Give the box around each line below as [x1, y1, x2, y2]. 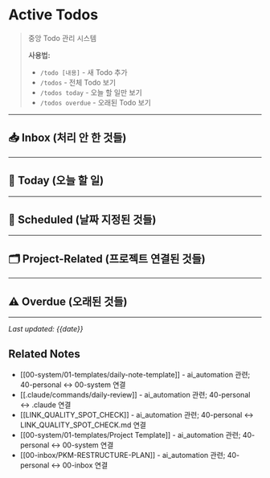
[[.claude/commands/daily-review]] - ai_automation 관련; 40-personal [19, 389, 251, 399]
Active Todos [8, 6, 99, 24]
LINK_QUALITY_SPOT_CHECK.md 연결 [19, 420, 147, 430]
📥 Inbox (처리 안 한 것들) [8, 131, 127, 145]
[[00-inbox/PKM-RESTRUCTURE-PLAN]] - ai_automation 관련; [19, 450, 226, 459]
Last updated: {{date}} [8, 324, 84, 333]
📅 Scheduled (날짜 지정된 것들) [8, 212, 157, 226]
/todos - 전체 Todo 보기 [39, 77, 117, 87]
